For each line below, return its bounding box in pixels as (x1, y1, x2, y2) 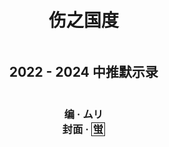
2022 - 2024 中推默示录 (8, 64, 159, 81)
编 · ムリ (63, 107, 104, 121)
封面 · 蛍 (61, 122, 104, 136)
